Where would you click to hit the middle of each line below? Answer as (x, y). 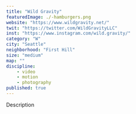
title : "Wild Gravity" (34, 11)
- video (26, 72)
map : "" (16, 61)
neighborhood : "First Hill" (41, 50)
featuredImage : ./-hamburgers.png (49, 17)
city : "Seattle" (26, 45)
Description (20, 105)
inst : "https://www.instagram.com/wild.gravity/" (69, 33)
